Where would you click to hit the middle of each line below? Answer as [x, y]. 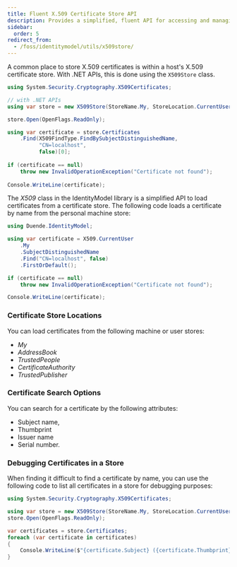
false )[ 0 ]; [55, 152]
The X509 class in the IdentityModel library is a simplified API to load [108, 198]
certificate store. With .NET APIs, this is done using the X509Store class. [111, 74]
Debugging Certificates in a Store [66, 462]
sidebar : [20, 27]
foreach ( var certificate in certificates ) [72, 537]
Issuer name [36, 437]
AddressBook [37, 352]
